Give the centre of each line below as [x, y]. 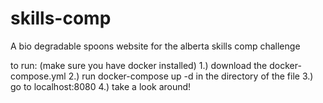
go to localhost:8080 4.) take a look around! [101, 86]
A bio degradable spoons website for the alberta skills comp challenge [155, 46]
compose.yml [38, 76]
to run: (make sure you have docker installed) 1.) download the [139, 65]
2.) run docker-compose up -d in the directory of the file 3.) [191, 76]
